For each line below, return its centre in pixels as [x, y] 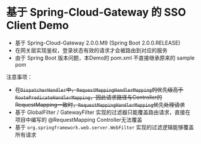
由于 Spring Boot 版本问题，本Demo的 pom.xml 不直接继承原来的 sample [105, 58]
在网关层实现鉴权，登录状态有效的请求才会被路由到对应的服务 [91, 50]
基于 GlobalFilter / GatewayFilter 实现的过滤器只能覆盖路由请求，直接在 [103, 112]
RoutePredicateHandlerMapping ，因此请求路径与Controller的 [88, 97]
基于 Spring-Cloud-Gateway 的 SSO [96, 12]
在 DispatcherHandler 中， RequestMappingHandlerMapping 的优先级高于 [99, 89]
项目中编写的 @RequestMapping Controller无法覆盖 [79, 119]
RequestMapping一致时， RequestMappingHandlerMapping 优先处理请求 [100, 104]
